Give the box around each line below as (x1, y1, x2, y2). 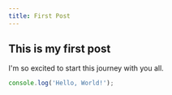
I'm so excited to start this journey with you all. (8, 63, 164, 73)
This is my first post (8, 42, 111, 56)
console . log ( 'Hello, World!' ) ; (8, 79, 114, 88)
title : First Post (8, 11, 71, 20)
